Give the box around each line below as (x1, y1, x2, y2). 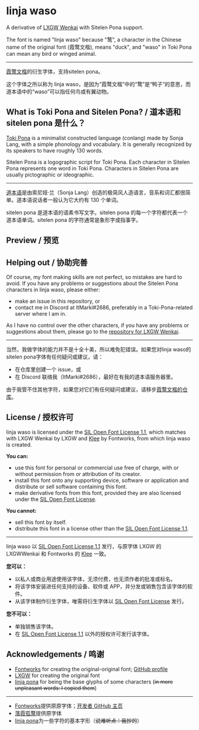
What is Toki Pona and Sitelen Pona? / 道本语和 (6, 107, 181, 117)
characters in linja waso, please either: (6, 286, 100, 293)
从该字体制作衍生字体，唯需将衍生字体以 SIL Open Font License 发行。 (14, 598, 188, 605)
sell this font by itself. (14, 518, 67, 526)
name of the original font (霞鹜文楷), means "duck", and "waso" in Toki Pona (6, 43, 192, 50)
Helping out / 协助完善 (6, 257, 88, 268)
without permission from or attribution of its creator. (14, 470, 142, 477)
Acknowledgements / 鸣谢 (6, 649, 105, 659)
